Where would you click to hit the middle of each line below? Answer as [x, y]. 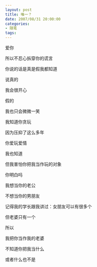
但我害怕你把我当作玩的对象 [33, 164]
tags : [11, 33]
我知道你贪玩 [18, 122]
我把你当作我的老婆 [25, 238]
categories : [17, 24]
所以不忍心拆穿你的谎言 [29, 58]
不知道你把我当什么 [25, 249]
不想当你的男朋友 [23, 196]
